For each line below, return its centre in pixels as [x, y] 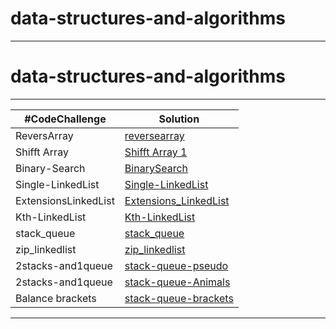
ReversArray [44, 135]
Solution [179, 119]
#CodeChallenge [65, 119]
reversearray [154, 135]
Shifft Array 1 [156, 152]
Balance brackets [56, 298]
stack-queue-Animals [177, 282]
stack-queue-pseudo [176, 265]
